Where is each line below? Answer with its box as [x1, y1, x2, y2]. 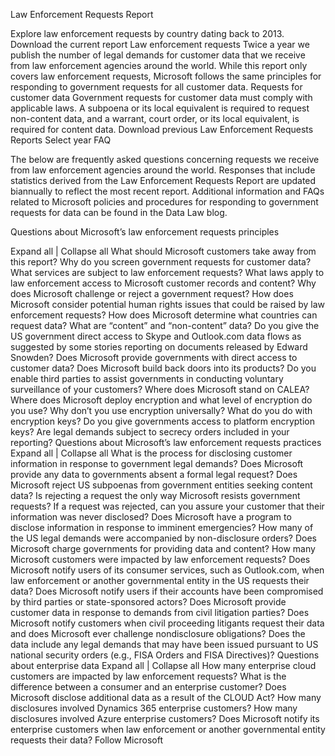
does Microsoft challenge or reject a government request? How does [10, 288, 294, 299]
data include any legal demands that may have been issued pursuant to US [10, 639, 319, 650]
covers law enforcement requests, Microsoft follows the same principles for [10, 70, 322, 82]
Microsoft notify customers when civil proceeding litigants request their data [10, 617, 325, 629]
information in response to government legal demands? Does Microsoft [10, 458, 304, 469]
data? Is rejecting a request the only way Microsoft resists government [10, 490, 301, 501]
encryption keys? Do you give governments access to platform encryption [10, 415, 315, 427]
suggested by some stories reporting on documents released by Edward [10, 341, 308, 353]
